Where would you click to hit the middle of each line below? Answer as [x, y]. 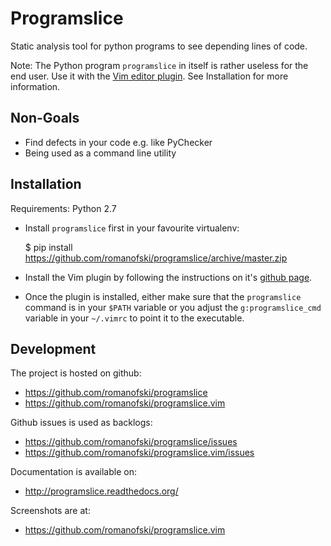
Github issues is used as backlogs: [81, 423]
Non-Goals [45, 118]
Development [53, 348]
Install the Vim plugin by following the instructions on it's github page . [168, 277]
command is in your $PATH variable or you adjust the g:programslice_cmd [173, 307]
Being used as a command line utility [100, 153]
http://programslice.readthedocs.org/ [101, 491]
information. [35, 86]
